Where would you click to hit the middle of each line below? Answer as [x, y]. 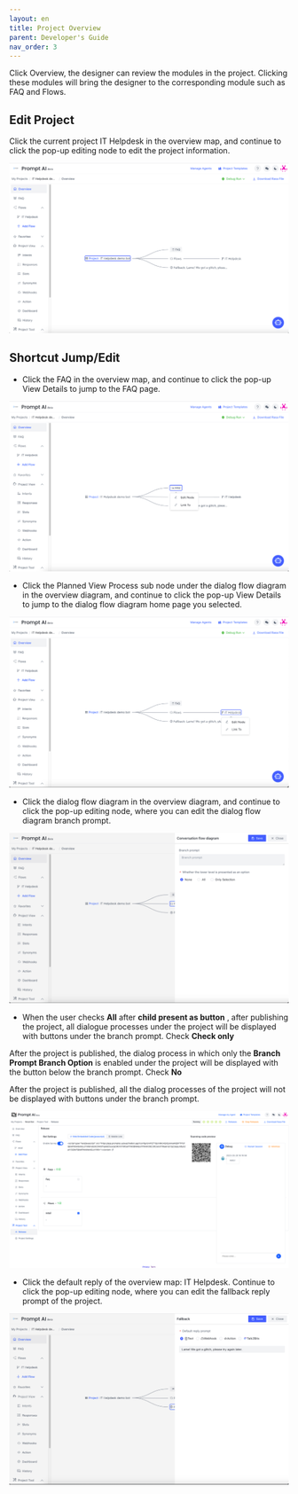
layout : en [29, 19]
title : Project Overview [55, 28]
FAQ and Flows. [38, 92]
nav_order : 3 [33, 47]
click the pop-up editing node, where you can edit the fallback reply [146, 1292]
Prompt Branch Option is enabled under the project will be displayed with [144, 1062]
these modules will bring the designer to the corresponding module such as [147, 82]
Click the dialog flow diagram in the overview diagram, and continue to [151, 802]
